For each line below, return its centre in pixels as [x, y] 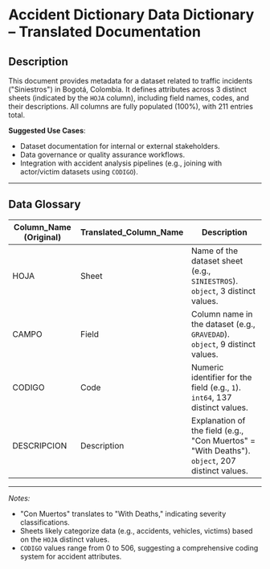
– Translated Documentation [104, 32]
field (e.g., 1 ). [216, 387]
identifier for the [222, 377]
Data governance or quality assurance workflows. [102, 155]
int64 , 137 [212, 397]
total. [17, 115]
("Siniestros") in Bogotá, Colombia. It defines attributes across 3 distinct [128, 89]
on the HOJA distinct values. [65, 539]
